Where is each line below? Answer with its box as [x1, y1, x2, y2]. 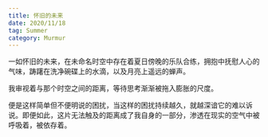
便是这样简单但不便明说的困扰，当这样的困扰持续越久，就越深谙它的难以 [8, 100, 246, 110]
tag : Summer [8, 26, 48, 34]
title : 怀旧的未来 [8, 11, 64, 20]
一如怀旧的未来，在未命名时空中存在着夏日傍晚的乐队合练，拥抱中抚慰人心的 [8, 57, 260, 66]
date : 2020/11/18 [8, 19, 66, 27]
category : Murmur [8, 33, 66, 42]
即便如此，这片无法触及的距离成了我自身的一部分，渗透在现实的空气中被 [22, 111, 260, 120]
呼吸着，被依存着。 [8, 120, 72, 130]
